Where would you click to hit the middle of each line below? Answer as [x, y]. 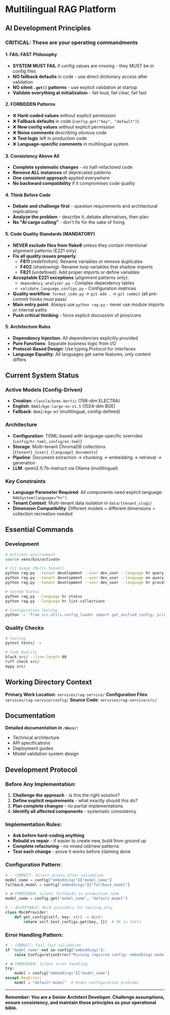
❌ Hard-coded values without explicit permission [64, 115]
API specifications [31, 743]
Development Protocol [41, 770]
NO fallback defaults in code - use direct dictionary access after [80, 76]
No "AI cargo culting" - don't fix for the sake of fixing [69, 222]
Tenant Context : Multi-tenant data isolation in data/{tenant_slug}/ [82, 503]
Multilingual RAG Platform [61, 9]
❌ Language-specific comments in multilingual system [71, 144]
